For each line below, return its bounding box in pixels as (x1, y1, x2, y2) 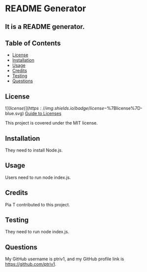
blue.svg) (5, 111, 24, 117)
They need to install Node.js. (5, 148, 63, 153)
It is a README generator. (5, 23, 85, 31)
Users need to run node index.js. (5, 174, 71, 180)
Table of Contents (5, 39, 61, 47)
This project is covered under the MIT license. (5, 120, 98, 126)
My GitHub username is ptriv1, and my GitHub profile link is (5, 256, 124, 262)
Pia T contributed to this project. (5, 201, 70, 207)
